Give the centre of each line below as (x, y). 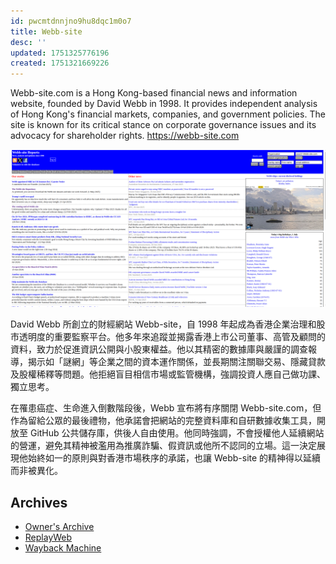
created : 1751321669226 (60, 63)
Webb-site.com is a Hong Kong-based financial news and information (154, 93)
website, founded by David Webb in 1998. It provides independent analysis (164, 104)
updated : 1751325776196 (60, 53)
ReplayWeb (48, 537)
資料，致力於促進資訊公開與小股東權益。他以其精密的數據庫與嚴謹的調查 (159, 349)
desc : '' (28, 42)
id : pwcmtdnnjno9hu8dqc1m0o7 (71, 21)
